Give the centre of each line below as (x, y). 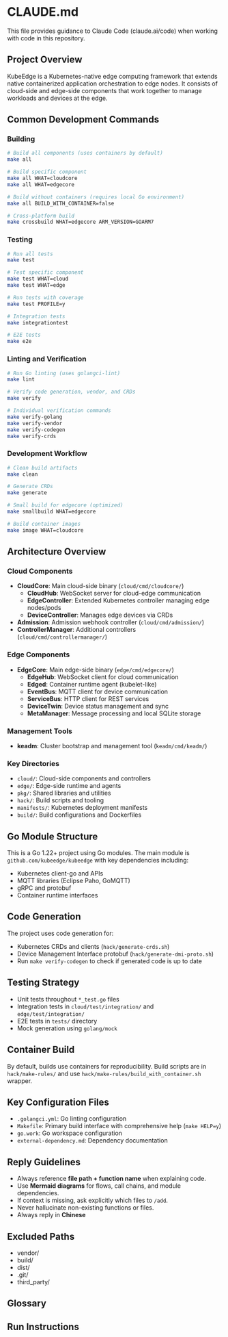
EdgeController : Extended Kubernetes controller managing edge (118, 600)
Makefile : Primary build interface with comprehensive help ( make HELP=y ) (119, 1126)
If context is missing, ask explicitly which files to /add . (92, 1200)
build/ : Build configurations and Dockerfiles (79, 815)
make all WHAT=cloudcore (42, 179)
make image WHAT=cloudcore (45, 530)
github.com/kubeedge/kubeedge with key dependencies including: (98, 861)
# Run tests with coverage (45, 297)
